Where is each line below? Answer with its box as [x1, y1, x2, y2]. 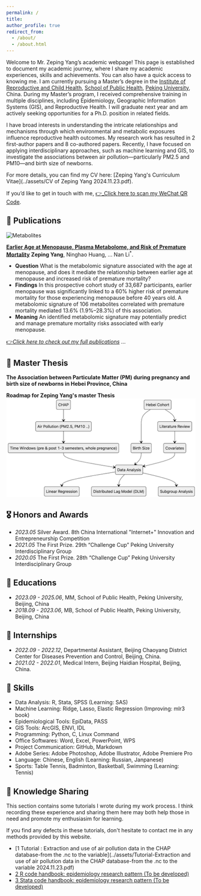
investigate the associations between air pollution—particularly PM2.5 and [6, 153, 190, 160]
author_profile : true [6, 22, 61, 28]
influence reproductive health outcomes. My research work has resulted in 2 [6, 134, 196, 141]
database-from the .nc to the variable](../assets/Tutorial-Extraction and [14, 851, 191, 859]
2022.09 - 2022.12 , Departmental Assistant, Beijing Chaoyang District [14, 646, 187, 653]
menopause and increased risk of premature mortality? [14, 275, 151, 282]
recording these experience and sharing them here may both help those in [6, 809, 190, 816]
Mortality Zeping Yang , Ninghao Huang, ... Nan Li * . [6, 249, 134, 258]
